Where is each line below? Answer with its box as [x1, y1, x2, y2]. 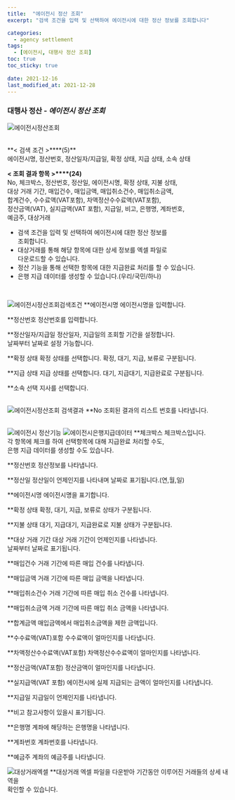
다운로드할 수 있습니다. [17, 254, 80, 263]
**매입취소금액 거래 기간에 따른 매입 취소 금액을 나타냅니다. [7, 604, 169, 612]
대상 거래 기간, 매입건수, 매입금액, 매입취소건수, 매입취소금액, [7, 187, 174, 195]
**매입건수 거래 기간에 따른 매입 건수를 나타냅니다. [7, 559, 145, 567]
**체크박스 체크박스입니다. [133, 428, 206, 437]
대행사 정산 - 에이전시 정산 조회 [7, 106, 105, 116]
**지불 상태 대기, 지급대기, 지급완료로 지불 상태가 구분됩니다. [7, 520, 173, 529]
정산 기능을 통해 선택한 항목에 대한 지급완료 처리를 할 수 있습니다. [17, 263, 195, 271]
